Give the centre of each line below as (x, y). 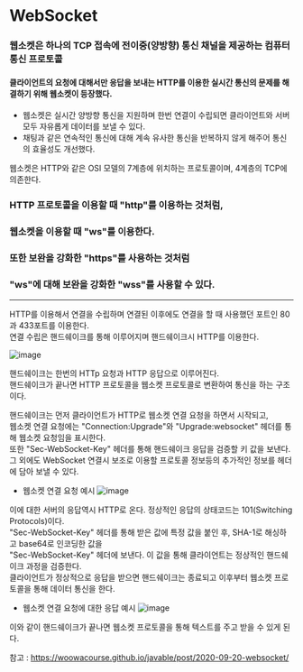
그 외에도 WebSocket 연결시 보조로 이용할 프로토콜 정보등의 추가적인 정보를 (142, 460)
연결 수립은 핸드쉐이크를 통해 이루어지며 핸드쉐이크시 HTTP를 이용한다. (134, 337)
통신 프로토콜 (36, 60)
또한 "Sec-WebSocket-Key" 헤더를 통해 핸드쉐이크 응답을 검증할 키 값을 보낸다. (150, 449)
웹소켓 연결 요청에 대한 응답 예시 (79, 608)
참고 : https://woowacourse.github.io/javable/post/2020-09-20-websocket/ (149, 658)
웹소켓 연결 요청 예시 (59, 491)
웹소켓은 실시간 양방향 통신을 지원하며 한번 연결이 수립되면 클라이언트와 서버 (156, 115)
